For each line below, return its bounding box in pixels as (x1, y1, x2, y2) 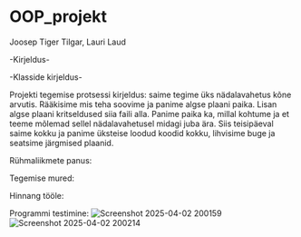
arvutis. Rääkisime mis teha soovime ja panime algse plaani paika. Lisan (9, 98, 277, 110)
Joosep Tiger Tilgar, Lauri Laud (9, 36, 127, 47)
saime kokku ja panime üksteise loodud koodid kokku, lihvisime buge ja (9, 127, 276, 138)
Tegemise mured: (9, 173, 75, 183)
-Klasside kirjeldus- (9, 71, 83, 83)
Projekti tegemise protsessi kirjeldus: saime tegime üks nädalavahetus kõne (9, 89, 292, 100)
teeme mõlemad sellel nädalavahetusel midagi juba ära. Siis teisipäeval (9, 118, 274, 129)
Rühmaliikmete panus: (9, 154, 92, 165)
